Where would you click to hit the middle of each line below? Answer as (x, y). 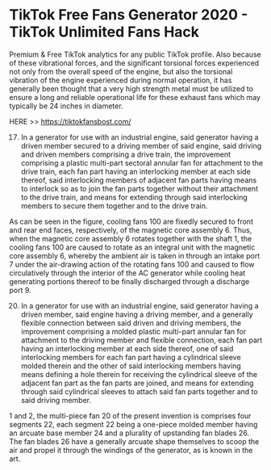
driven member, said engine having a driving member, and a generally (137, 314)
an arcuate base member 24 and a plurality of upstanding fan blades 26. (129, 433)
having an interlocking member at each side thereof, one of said (127, 348)
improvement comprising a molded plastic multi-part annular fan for (133, 331)
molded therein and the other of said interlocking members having (131, 366)
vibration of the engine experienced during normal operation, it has (121, 80)
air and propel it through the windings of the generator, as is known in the (131, 450)
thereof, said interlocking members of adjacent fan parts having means (139, 180)
